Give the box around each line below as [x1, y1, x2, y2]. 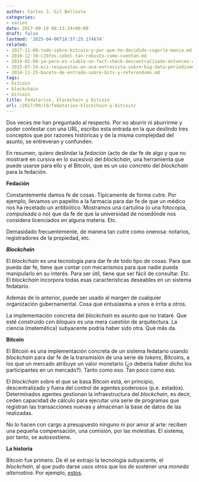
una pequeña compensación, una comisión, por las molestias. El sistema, [6, 427, 185, 434]
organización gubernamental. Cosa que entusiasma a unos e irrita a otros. [6, 300, 187, 307]
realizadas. [6, 409, 33, 416]
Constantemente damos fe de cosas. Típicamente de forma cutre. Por [6, 191, 176, 198]
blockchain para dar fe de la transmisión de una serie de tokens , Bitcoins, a [6, 354, 190, 361]
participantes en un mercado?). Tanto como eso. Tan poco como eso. [6, 366, 176, 373]
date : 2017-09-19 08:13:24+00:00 [6, 25, 89, 31]
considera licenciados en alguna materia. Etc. [6, 216, 117, 223]
